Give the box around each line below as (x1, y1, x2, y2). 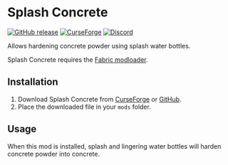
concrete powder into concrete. (7, 149, 100, 158)
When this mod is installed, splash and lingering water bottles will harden (7, 142, 222, 150)
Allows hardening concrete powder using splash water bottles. (7, 41, 191, 50)
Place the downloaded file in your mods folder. (17, 102, 151, 111)
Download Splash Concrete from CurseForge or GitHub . (17, 95, 182, 103)
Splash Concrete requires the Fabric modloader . (7, 55, 148, 64)
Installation (7, 76, 58, 88)
